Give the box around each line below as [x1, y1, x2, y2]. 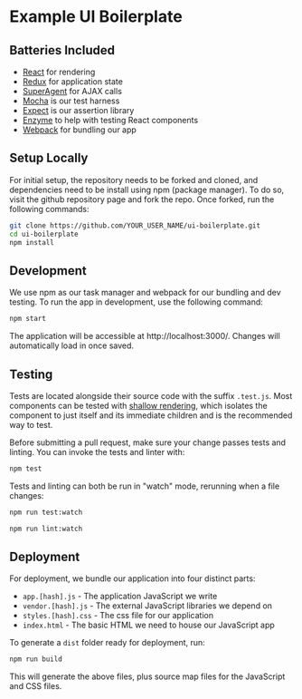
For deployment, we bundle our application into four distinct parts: [9, 573, 256, 584]
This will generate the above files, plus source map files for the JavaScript [9, 671, 286, 682]
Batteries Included [9, 43, 116, 58]
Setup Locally [9, 150, 89, 166]
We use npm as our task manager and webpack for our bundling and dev [9, 287, 282, 298]
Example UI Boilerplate [9, 6, 183, 27]
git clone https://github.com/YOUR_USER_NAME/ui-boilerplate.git [9, 220, 260, 230]
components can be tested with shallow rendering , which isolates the [9, 400, 269, 411]
